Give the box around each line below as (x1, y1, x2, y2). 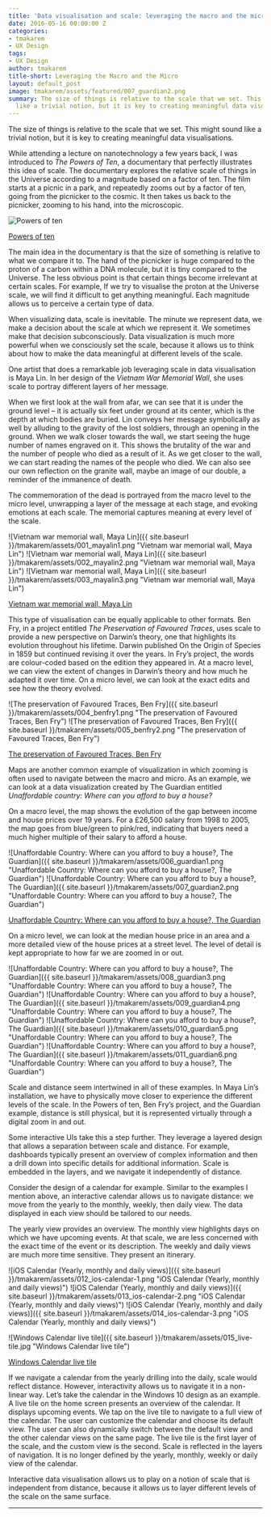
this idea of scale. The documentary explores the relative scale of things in (8, 166, 256, 176)
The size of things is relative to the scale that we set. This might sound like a (8, 125, 262, 134)
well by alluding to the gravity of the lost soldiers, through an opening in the (8, 423, 260, 433)
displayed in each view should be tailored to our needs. (8, 1209, 192, 1218)
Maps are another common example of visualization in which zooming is (8, 765, 248, 775)
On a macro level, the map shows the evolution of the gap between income (8, 807, 258, 816)
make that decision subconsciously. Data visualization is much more (8, 332, 236, 341)
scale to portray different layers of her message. (8, 382, 169, 392)
